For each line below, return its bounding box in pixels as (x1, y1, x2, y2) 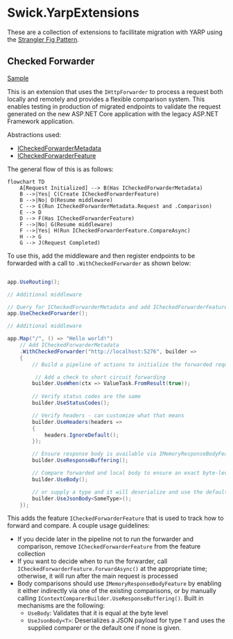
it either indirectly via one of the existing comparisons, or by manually (17, 587, 216, 595)
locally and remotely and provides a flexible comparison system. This (7, 95, 205, 103)
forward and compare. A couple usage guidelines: (7, 521, 150, 530)
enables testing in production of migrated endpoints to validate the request (7, 102, 221, 111)
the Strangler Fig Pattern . (7, 35, 80, 43)
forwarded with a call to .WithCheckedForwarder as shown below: (7, 259, 191, 267)
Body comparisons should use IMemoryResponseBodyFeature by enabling (17, 579, 222, 587)
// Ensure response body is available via (32, 450, 157, 457)
